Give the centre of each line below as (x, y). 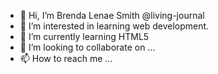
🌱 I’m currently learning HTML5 (84, 36)
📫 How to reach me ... (66, 58)
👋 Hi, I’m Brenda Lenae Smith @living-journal (112, 15)
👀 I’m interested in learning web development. (114, 26)
